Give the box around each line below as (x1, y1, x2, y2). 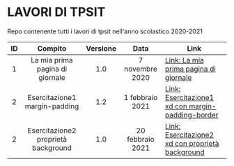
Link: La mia (164, 55, 204, 65)
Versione (86, 43, 117, 53)
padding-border (164, 110, 219, 119)
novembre (124, 64, 158, 74)
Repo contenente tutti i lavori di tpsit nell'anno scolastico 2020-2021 (7, 27, 203, 35)
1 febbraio (123, 92, 158, 102)
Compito (37, 43, 67, 53)
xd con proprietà (164, 138, 219, 148)
